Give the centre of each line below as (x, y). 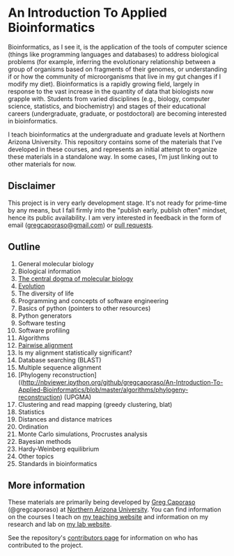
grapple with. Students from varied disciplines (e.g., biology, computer (109, 98)
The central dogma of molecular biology (76, 278)
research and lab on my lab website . (60, 525)
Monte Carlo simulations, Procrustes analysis (83, 434)
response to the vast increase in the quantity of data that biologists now (111, 91)
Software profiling (44, 330)
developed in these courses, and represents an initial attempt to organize (113, 149)
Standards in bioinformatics (57, 463)
